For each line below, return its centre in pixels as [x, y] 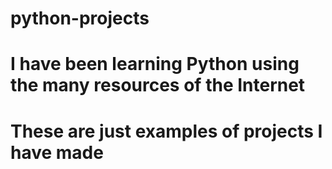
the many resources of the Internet [158, 85]
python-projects [80, 18]
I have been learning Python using [155, 64]
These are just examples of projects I [166, 131]
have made [57, 152]
